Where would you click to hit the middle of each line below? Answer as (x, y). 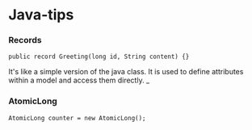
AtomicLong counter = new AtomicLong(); (78, 118)
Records (25, 40)
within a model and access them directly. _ (79, 80)
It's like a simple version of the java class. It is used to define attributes (126, 72)
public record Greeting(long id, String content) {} (99, 57)
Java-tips (41, 15)
